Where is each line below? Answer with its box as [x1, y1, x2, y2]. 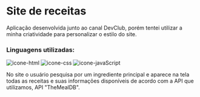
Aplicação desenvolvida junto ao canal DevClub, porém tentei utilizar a [6, 24, 183, 31]
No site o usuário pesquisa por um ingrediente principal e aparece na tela [6, 71, 190, 78]
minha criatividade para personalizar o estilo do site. [6, 30, 138, 37]
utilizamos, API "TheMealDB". [6, 84, 80, 91]
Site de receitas [6, 4, 87, 18]
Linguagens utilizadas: [6, 45, 75, 54]
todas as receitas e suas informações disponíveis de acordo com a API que [6, 77, 194, 85]
